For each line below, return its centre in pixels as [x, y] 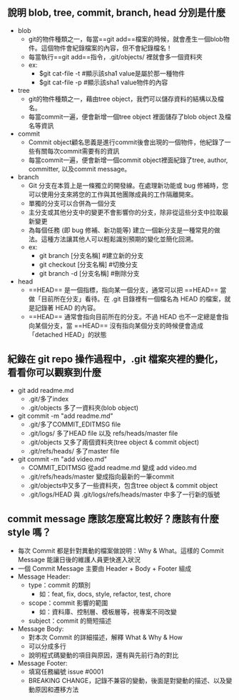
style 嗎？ [29, 532]
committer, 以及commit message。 [80, 169]
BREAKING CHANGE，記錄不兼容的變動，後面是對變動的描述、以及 [127, 681]
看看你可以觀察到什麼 [54, 372]
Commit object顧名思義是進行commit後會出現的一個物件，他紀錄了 [126, 142]
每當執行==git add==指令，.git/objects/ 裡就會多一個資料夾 [116, 56]
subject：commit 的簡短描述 [70, 621]
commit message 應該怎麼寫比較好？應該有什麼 [113, 519]
